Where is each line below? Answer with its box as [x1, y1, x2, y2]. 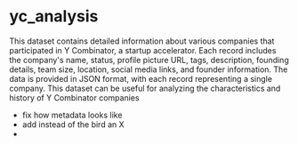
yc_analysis [9, 6, 99, 27]
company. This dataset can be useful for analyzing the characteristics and [9, 83, 281, 93]
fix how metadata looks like [21, 109, 123, 120]
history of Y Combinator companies [9, 92, 140, 103]
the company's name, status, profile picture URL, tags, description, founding [9, 54, 289, 65]
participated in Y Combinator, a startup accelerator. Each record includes [9, 44, 277, 55]
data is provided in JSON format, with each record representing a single [9, 73, 273, 84]
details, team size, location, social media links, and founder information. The [9, 64, 288, 75]
